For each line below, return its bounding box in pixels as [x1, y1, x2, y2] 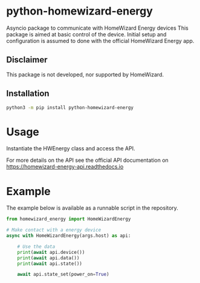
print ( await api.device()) [17, 249, 85, 255]
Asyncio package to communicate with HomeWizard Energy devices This [6, 24, 189, 32]
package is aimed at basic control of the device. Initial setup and [6, 30, 167, 38]
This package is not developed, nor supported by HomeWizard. [6, 71, 164, 78]
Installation [6, 88, 50, 99]
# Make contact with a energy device [6, 227, 102, 233]
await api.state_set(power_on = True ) [17, 271, 110, 278]
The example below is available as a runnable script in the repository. [6, 204, 178, 211]
